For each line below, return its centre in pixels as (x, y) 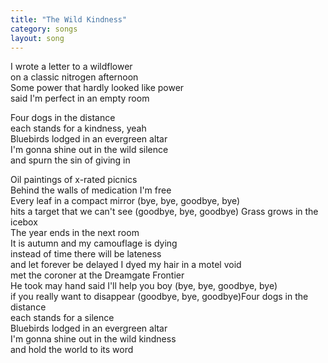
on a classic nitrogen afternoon (74, 77)
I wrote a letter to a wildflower (71, 67)
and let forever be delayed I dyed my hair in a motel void (126, 265)
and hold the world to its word (72, 350)
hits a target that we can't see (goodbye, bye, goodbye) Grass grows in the (164, 212)
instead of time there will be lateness (86, 254)
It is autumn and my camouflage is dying (94, 243)
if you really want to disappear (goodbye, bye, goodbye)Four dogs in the (159, 297)
